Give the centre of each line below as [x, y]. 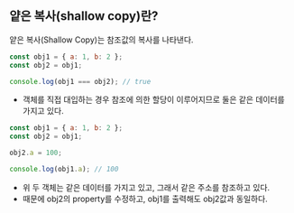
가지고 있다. [43, 111]
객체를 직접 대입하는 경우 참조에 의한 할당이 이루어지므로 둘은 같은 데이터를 [154, 100]
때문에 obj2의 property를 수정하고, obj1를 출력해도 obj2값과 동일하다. [145, 199]
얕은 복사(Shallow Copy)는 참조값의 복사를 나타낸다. [101, 40]
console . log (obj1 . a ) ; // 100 [64, 170]
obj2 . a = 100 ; [36, 153]
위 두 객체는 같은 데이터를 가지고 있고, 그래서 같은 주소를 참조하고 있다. [146, 187]
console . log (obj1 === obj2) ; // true [80, 81]
